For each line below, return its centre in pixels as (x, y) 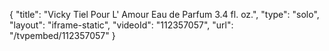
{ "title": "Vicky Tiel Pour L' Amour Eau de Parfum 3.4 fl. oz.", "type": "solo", (164, 14)
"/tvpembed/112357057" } (62, 35)
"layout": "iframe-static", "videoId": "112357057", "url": (121, 25)
